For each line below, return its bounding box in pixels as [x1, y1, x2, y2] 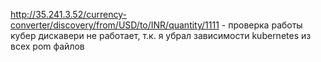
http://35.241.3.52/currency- [10, 9, 127, 20]
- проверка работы [221, 19, 303, 31]
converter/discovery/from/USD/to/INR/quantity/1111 [10, 19, 220, 31]
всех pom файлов [10, 40, 85, 52]
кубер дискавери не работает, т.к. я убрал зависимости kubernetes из [10, 30, 312, 41]
